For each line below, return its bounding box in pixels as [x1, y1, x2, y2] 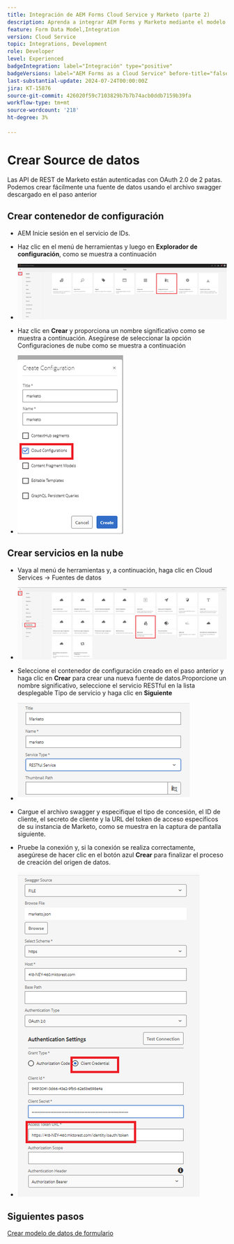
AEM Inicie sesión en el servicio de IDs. [17, 228, 131, 237]
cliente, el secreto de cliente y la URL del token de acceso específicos [17, 815, 219, 823]
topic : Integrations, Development [7, 40, 108, 48]
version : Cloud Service [7, 33, 77, 40]
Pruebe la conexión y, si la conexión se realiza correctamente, [17, 843, 196, 852]
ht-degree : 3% [7, 114, 49, 121]
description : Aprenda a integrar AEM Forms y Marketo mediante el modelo [7, 18, 226, 26]
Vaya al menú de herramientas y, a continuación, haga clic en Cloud [17, 566, 212, 574]
